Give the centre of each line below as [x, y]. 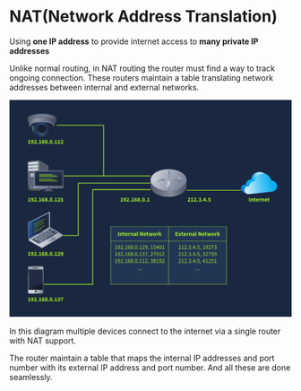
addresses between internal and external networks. [104, 87]
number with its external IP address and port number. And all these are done [150, 368]
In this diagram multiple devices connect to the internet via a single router [145, 331]
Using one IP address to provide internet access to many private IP [134, 41]
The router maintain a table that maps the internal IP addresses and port [142, 358]
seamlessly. [31, 378]
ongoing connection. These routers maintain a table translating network [142, 77]
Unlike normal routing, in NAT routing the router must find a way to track [142, 68]
